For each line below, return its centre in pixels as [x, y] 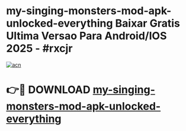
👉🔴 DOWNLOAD [48, 90]
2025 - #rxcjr [39, 49]
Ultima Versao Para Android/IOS [86, 36]
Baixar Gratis [148, 23]
